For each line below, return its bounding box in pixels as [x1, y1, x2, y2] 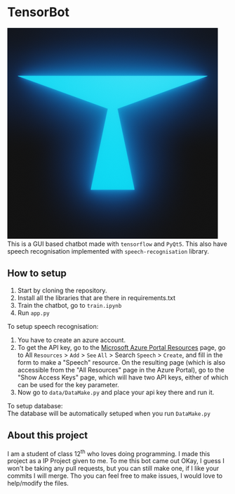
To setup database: [7, 401, 63, 410]
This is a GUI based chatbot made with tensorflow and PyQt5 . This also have [7, 240, 228, 248]
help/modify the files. [7, 479, 69, 488]
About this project [7, 429, 88, 441]
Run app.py [17, 308, 51, 317]
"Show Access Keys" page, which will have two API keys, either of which [17, 373, 229, 382]
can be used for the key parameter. [17, 380, 119, 389]
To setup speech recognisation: [7, 322, 99, 330]
